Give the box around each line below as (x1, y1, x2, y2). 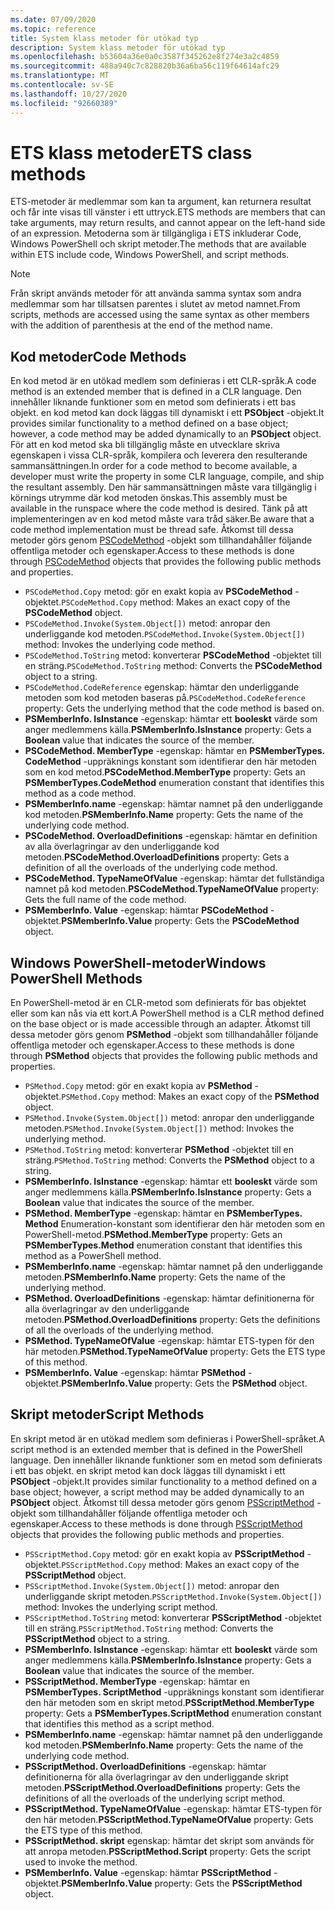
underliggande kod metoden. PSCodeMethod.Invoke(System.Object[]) (24, 628, 306, 640)
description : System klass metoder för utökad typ (10, 42, 226, 53)
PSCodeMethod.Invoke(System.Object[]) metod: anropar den (24, 617, 271, 630)
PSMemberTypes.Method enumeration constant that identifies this (24, 1239, 303, 1251)
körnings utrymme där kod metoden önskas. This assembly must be (10, 492, 288, 504)
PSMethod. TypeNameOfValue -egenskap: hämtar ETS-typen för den (24, 1335, 315, 1347)
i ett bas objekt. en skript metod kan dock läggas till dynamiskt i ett (10, 1464, 286, 1476)
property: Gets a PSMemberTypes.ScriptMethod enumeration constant (24, 1707, 322, 1719)
